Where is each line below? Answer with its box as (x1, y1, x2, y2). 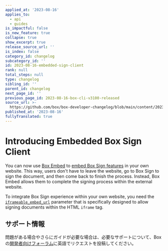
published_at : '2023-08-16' (5, 109, 64, 115)
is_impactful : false (5, 26, 48, 31)
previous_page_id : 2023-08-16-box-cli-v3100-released (5, 95, 120, 100)
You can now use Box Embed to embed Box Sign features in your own (5, 163, 149, 169)
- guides (9, 21, 28, 26)
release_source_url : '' (5, 44, 55, 49)
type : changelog (5, 77, 39, 82)
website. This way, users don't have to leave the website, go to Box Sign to (5, 168, 159, 174)
